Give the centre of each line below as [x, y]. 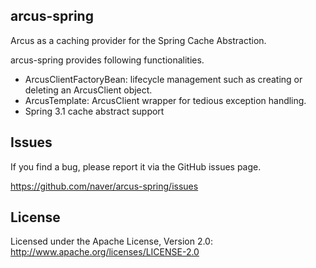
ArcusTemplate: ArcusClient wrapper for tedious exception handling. [165, 100]
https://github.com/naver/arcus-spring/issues [104, 186]
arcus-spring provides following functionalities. [107, 60]
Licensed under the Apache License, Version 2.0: [111, 241]
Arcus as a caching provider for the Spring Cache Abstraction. [138, 40]
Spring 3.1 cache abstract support [94, 111]
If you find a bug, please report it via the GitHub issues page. [136, 166]
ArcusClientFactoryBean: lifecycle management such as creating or [163, 79]
